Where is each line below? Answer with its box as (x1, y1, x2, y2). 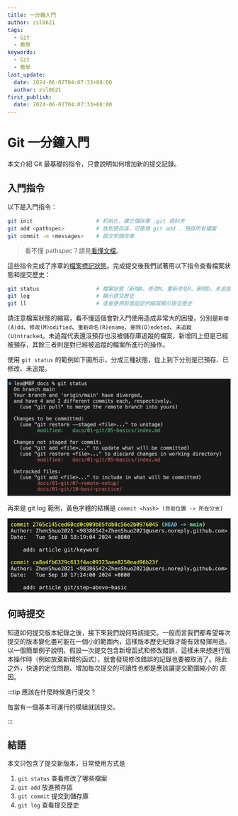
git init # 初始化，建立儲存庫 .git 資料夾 (7, 217, 186, 225)
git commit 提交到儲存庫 (17, 792, 89, 800)
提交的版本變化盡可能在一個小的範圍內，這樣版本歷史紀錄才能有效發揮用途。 (7, 637, 231, 645)
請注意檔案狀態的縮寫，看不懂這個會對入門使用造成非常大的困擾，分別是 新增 (7, 314, 229, 323)
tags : (7, 26, 23, 33)
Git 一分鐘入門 (7, 135, 90, 151)
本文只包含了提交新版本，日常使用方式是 (7, 759, 125, 768)
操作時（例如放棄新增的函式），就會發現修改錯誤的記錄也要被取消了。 (13, 654, 215, 663)
